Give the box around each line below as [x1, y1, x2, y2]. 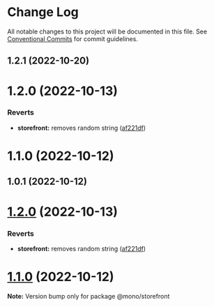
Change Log [7, 4, 79, 20]
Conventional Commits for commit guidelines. [7, 34, 138, 43]
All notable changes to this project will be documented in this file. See [7, 27, 208, 36]
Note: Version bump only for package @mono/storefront [7, 292, 170, 300]
